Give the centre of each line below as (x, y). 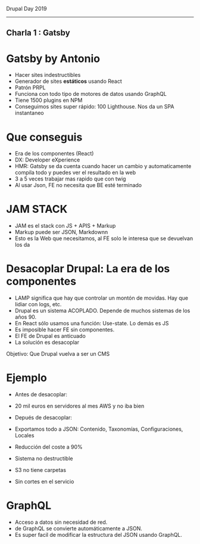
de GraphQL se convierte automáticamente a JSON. (79, 529)
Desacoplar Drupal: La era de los (88, 269)
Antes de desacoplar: (41, 394)
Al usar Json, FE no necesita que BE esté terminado (78, 185)
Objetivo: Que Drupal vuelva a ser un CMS (58, 354)
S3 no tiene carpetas (40, 470)
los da (22, 245)
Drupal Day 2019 (26, 9)
